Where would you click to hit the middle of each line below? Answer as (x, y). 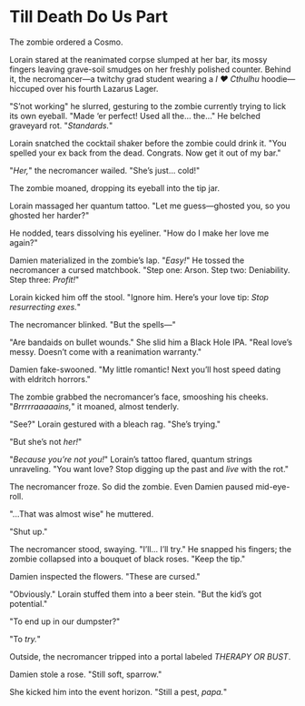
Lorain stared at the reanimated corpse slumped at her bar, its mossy (138, 59)
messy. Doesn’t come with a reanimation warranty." (106, 351)
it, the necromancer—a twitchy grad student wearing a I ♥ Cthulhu (135, 78)
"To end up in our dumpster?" (65, 621)
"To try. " (25, 639)
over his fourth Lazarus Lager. (103, 88)
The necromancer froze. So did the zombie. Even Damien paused (132, 486)
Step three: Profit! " (44, 279)
